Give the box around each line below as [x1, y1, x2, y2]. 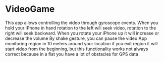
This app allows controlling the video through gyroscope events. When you [5, 20, 159, 26]
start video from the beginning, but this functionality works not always [5, 46, 148, 52]
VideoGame [5, 3, 55, 15]
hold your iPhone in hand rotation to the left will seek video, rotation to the [5, 25, 156, 31]
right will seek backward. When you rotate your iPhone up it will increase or [5, 30, 160, 36]
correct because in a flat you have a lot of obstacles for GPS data [5, 51, 139, 57]
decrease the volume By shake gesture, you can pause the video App [5, 35, 147, 41]
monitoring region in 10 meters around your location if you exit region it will [5, 40, 158, 46]
